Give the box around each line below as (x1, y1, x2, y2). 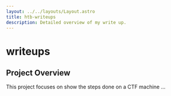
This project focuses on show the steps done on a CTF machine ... (6, 83, 166, 91)
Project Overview (6, 68, 71, 78)
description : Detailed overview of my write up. (6, 19, 127, 25)
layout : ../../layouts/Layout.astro (6, 8, 95, 15)
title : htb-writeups (6, 14, 57, 20)
